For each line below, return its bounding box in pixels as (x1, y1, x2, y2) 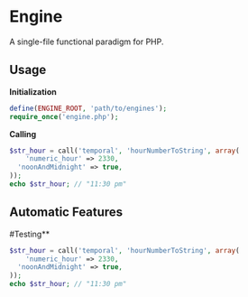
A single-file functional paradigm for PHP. (9, 36, 164, 47)
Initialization (9, 86, 57, 97)
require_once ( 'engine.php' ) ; (9, 112, 119, 121)
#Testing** (9, 228, 51, 239)
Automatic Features (9, 205, 124, 220)
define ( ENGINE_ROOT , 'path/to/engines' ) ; (9, 104, 168, 113)
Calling (9, 128, 37, 139)
